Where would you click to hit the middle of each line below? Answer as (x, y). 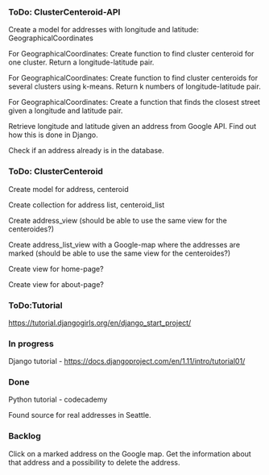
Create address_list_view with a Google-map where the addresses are (124, 244)
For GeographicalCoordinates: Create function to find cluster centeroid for (131, 54)
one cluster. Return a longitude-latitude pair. (81, 62)
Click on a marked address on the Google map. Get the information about (130, 453)
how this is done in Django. (53, 135)
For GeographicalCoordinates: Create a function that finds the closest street (134, 102)
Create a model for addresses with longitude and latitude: (104, 30)
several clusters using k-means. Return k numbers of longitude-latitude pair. (135, 86)
